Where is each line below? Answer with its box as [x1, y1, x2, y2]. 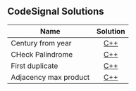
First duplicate [11, 61, 58, 71]
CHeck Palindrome [11, 49, 73, 59]
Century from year [11, 38, 72, 48]
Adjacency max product [11, 72, 90, 82]
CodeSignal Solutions [7, 6, 104, 17]
